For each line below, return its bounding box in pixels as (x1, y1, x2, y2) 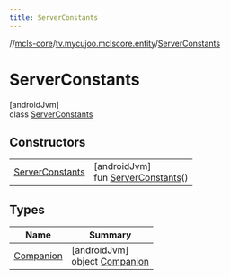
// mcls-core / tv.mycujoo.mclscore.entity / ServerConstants (9, 38, 221, 49)
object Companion (71, 256, 150, 268)
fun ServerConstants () (93, 172, 189, 184)
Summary (88, 229, 132, 241)
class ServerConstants (9, 109, 93, 120)
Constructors (9, 134, 86, 149)
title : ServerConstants (9, 13, 99, 22)
